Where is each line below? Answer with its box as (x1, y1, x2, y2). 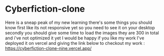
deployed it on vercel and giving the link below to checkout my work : (5, 40, 145, 46)
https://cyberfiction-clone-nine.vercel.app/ (5, 45, 92, 51)
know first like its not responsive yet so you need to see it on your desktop (5, 24, 155, 30)
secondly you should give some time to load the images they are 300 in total (5, 30, 159, 36)
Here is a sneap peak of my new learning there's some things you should (5, 19, 152, 25)
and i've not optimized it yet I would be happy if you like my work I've (5, 35, 144, 41)
